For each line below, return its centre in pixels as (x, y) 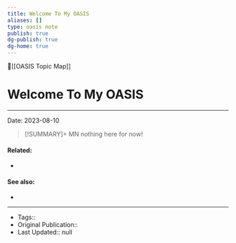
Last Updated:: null (45, 232)
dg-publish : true (33, 40)
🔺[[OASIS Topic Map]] (39, 66)
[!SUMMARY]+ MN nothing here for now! (84, 134)
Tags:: (26, 217)
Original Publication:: (48, 225)
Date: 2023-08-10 (33, 120)
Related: (20, 150)
